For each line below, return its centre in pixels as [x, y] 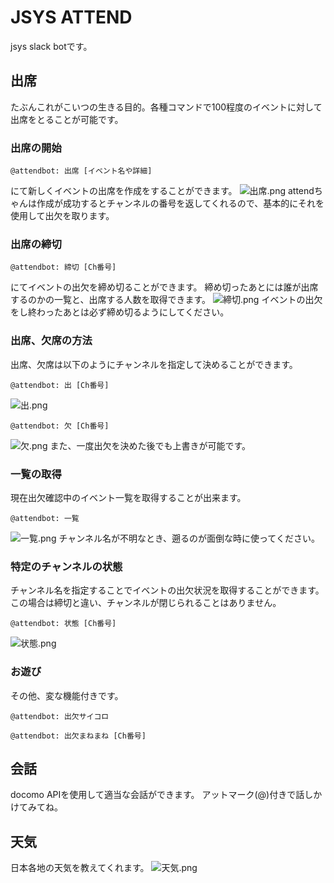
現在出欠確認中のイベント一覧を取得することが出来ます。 [128, 497]
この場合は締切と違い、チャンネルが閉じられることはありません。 [146, 603]
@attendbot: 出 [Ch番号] [60, 385]
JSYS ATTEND [71, 17]
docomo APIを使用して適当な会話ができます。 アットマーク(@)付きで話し [162, 795]
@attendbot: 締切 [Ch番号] [63, 267]
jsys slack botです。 [51, 46]
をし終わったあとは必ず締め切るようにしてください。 [120, 312]
